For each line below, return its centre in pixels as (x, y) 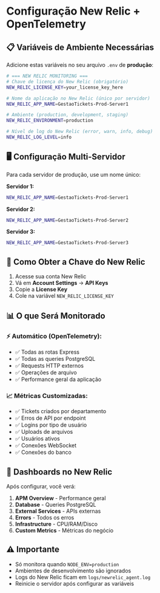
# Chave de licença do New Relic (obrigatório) (68, 81)
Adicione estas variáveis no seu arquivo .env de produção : (80, 65)
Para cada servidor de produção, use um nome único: (74, 174)
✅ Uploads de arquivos (44, 432)
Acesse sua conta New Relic (51, 276)
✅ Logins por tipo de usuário (51, 425)
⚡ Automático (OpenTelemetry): (54, 337)
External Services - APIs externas (58, 511)
